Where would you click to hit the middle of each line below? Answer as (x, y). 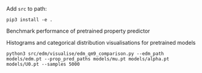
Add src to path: (27, 9)
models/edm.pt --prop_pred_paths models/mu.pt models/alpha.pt (88, 59)
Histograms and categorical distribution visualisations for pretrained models (101, 43)
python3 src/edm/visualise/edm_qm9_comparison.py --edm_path (85, 54)
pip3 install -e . (29, 20)
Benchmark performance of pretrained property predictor (78, 31)
